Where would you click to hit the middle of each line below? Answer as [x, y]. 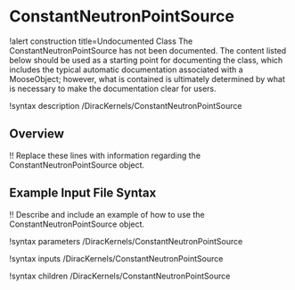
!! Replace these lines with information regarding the [105, 155]
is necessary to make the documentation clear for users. [113, 88]
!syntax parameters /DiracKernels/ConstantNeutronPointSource [126, 241]
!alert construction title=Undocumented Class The [101, 41]
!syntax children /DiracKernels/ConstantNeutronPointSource [120, 276]
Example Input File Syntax [83, 193]
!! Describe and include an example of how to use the [107, 214]
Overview [37, 134]
